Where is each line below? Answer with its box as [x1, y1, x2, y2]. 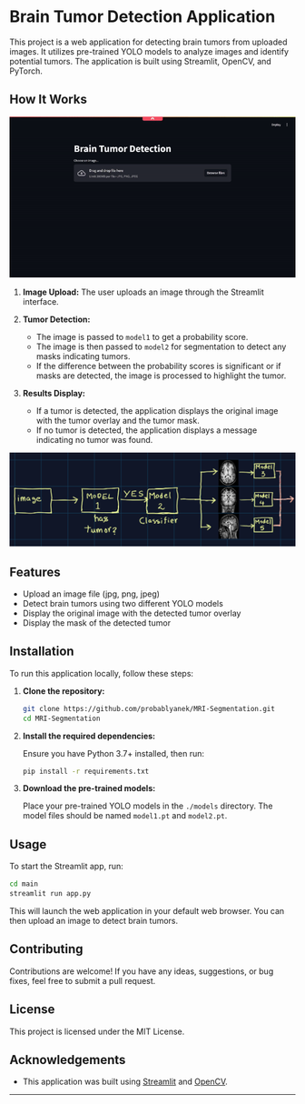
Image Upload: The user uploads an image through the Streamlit [22, 286, 265, 297]
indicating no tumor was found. [35, 435, 153, 446]
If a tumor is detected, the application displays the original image [35, 406, 279, 417]
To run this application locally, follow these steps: [9, 667, 193, 678]
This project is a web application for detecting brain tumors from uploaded [9, 36, 288, 47]
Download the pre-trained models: [22, 783, 156, 794]
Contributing [9, 941, 84, 957]
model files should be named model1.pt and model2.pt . [22, 810, 228, 821]
